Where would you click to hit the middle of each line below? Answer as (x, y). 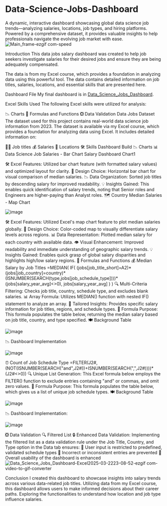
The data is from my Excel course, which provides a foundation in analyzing (83, 74)
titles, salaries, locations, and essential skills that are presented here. (76, 84)
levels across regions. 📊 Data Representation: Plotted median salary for (79, 235)
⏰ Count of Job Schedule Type (37, 363)
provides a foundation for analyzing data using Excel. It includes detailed (80, 131)
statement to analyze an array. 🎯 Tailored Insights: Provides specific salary (82, 304)
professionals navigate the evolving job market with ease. (64, 39)
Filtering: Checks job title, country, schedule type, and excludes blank (77, 291)
